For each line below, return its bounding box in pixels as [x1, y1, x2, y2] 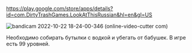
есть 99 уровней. [6, 41, 50, 47]
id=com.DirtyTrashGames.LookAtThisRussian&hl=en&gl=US [6, 11, 152, 18]
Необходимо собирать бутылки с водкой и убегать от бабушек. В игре [6, 34, 186, 41]
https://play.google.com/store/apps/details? [6, 5, 114, 12]
